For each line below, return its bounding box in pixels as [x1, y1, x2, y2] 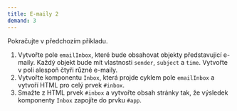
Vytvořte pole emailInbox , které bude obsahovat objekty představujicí [17, 51, 222, 59]
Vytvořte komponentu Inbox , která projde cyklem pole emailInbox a [17, 73, 215, 82]
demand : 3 [7, 17, 37, 24]
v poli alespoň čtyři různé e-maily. [17, 65, 118, 74]
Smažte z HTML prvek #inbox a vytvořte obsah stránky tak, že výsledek [17, 88, 228, 97]
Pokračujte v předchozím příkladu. [7, 36, 108, 45]
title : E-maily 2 [7, 10, 59, 18]
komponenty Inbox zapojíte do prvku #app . [17, 95, 142, 104]
